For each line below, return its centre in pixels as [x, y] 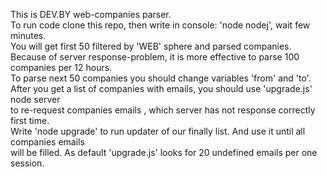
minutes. [28, 35]
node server [35, 99]
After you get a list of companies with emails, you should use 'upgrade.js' [161, 88]
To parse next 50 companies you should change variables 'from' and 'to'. [161, 78]
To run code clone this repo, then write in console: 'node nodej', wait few [160, 25]
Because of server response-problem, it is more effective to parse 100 [155, 57]
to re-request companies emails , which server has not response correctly [163, 110]
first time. [30, 120]
